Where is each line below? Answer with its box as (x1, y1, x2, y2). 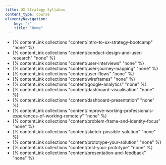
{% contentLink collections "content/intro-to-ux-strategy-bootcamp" (12, 39, 153, 45)
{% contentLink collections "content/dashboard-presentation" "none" (12, 97, 155, 103)
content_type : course (5, 12, 50, 17)
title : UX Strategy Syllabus (5, 7, 65, 12)
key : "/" (14, 21, 32, 26)
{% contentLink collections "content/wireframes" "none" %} (12, 76, 135, 82)
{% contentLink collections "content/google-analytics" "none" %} (12, 81, 147, 87)
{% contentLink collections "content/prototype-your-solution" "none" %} (12, 139, 162, 145)
